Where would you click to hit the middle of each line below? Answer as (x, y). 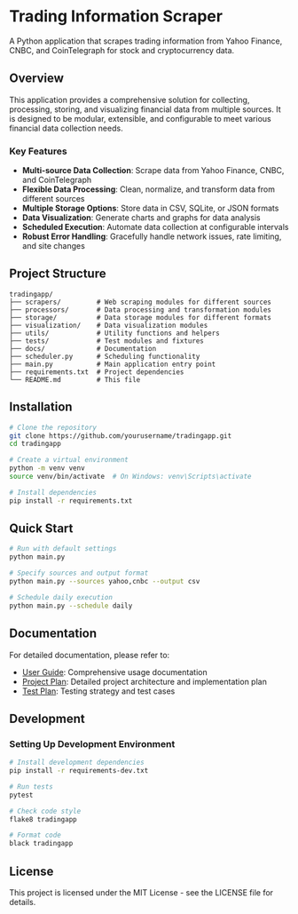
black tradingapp (41, 844)
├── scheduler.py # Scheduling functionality (105, 356)
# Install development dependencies (77, 763)
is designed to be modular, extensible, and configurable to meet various (141, 118)
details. (23, 902)
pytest (21, 795)
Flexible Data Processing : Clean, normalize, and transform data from (148, 189)
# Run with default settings (63, 549)
